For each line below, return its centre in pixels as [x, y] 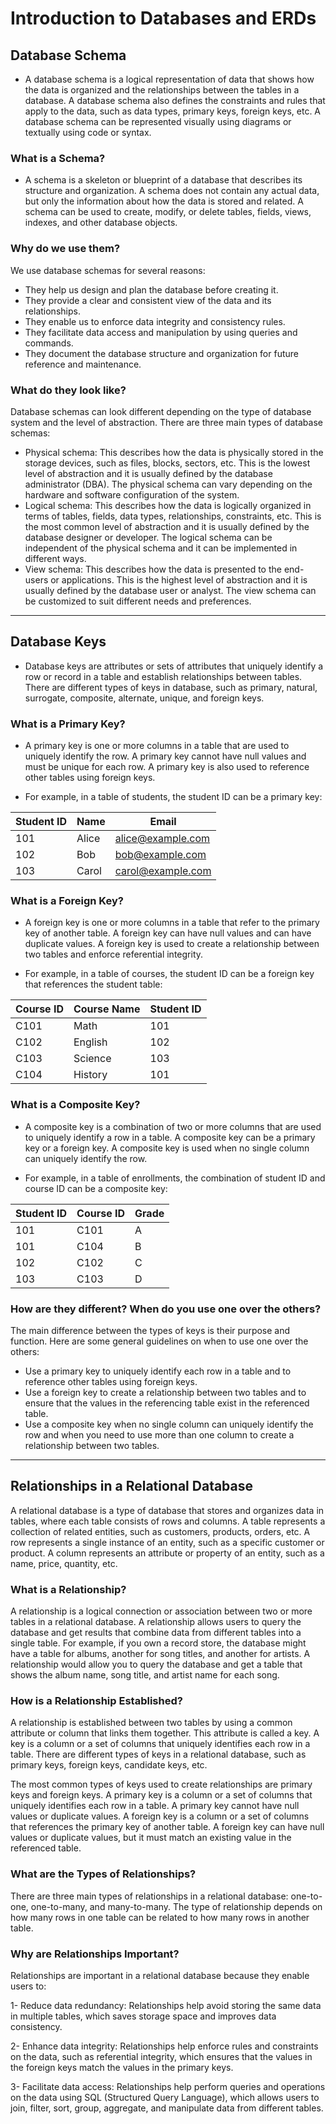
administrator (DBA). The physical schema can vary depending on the [168, 484]
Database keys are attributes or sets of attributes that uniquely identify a [174, 666]
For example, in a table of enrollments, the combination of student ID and [175, 1178]
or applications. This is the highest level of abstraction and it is [179, 579]
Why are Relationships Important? [95, 1954]
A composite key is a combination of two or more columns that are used [173, 1126]
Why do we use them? [65, 249]
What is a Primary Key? [68, 724]
